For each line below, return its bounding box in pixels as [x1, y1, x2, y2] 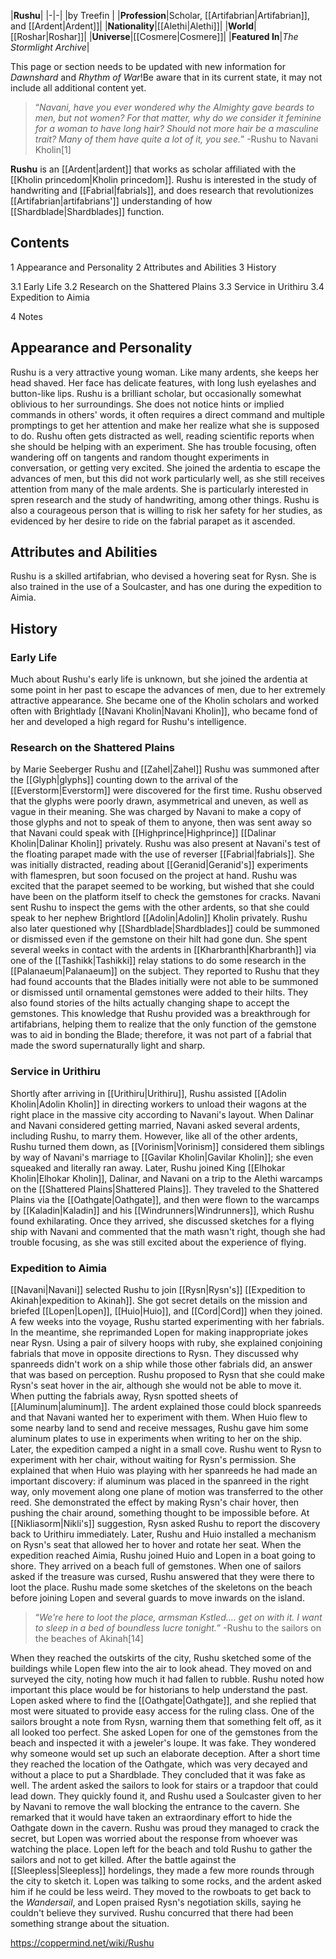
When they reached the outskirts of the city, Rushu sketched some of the [10, 1652, 312, 1664]
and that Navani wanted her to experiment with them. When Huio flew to [10, 1411, 308, 1424]
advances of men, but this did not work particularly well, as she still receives [10, 472, 325, 484]
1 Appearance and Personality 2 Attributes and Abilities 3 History [10, 261, 277, 273]
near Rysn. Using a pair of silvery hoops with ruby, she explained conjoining [10, 1337, 323, 1349]
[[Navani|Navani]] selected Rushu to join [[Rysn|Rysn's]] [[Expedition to [10, 1284, 306, 1296]
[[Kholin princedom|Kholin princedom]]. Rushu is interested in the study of [10, 174, 317, 185]
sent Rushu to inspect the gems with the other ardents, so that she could [10, 901, 310, 914]
